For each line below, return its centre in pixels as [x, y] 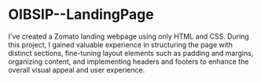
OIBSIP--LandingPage [81, 15]
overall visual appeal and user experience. [77, 69]
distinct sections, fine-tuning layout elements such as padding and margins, [131, 53]
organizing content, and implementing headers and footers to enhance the [129, 61]
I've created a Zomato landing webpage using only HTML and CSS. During [129, 36]
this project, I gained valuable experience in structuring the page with [121, 44]
